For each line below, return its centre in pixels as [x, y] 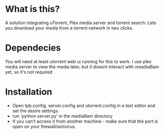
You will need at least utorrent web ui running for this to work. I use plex [79, 61]
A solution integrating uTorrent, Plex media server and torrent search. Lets [81, 23]
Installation [29, 92]
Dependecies [33, 48]
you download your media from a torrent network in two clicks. [69, 28]
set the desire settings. [36, 111]
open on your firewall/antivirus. [44, 126]
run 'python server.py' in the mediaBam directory [62, 116]
